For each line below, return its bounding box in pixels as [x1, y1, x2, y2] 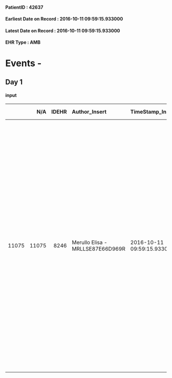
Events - [5, 57, 42, 69]
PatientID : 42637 [5, 4, 44, 10]
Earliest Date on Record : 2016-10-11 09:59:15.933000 [5, 16, 123, 22]
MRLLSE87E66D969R [71, 245, 125, 253]
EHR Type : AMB [5, 39, 41, 46]
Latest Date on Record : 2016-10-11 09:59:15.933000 [5, 27, 120, 33]
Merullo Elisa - [71, 239, 107, 246]
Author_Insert [71, 108, 106, 116]
